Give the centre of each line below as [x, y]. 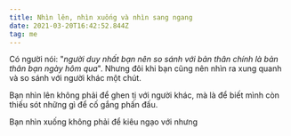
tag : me [24, 34]
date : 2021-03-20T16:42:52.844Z [69, 26]
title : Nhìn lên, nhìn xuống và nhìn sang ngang [101, 17]
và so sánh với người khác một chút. [76, 78]
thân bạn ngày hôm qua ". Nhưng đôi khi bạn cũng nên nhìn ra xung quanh [145, 68]
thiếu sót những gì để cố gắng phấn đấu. [84, 105]
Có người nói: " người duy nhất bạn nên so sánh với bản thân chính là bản [144, 60]
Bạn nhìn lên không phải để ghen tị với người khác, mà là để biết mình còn [145, 95]
